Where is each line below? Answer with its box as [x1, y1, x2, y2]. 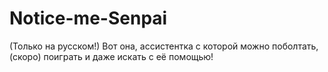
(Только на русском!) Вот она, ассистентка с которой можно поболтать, [9, 40, 319, 52]
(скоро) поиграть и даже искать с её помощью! [9, 50, 214, 62]
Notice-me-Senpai [9, 7, 168, 30]
